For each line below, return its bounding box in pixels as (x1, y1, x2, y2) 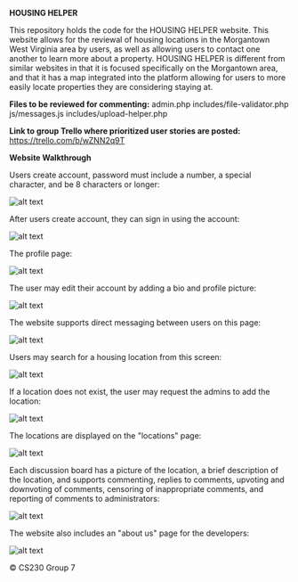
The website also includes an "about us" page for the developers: (9, 528, 250, 538)
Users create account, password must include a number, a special (9, 169, 252, 180)
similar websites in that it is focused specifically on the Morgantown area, (9, 62, 278, 73)
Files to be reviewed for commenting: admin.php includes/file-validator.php (9, 99, 289, 110)
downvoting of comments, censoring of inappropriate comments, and (9, 484, 264, 494)
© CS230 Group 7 (9, 562, 76, 573)
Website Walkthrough (9, 152, 92, 163)
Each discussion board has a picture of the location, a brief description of (9, 465, 278, 475)
